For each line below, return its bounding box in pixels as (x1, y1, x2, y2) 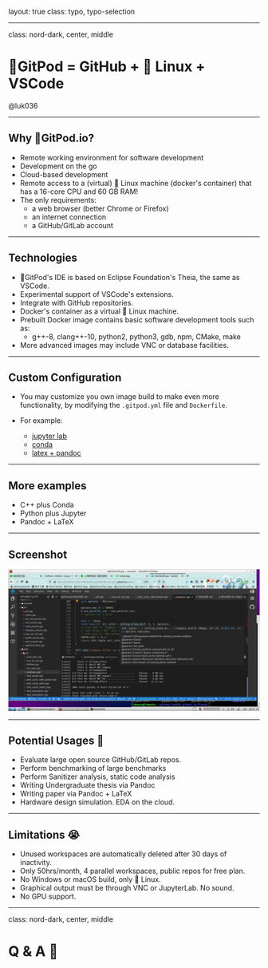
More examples (8, 479, 87, 492)
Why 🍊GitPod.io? (8, 132, 94, 145)
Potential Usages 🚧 (8, 733, 104, 747)
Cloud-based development (19, 169, 108, 179)
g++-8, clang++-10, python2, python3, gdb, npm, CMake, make (31, 331, 241, 342)
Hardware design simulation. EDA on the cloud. (19, 797, 175, 807)
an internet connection (31, 211, 107, 222)
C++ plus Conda (19, 500, 74, 510)
